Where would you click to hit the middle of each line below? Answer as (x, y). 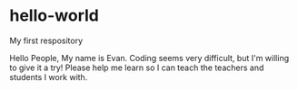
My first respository (46, 40)
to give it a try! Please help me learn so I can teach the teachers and (137, 67)
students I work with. (49, 76)
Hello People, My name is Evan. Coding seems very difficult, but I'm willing (149, 58)
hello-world (55, 16)
